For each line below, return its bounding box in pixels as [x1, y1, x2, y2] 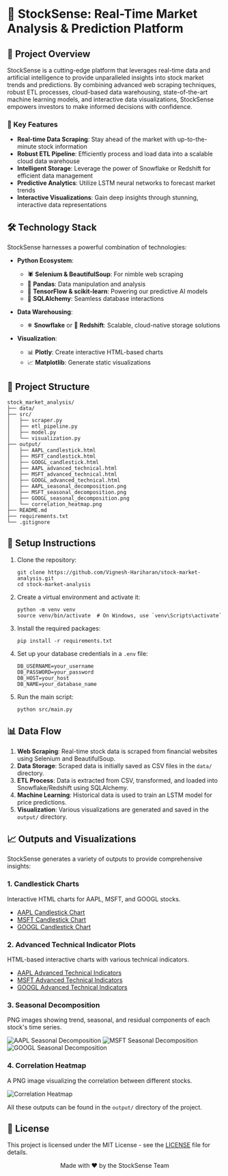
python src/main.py [16, 706, 73, 713]
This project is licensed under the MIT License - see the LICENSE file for [7, 1141, 210, 1149]
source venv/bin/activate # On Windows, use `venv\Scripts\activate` [16, 612, 223, 619]
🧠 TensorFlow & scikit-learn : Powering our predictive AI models [27, 287, 208, 295]
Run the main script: [16, 692, 74, 701]
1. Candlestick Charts [7, 879, 80, 889]
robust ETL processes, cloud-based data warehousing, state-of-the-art [7, 88, 208, 96]
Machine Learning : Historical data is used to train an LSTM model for [16, 791, 213, 799]
